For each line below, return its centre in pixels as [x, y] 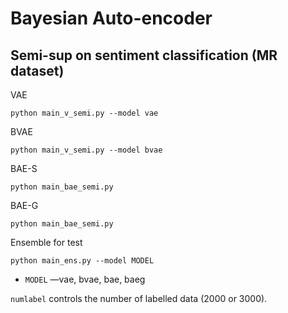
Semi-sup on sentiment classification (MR [144, 55]
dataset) [37, 70]
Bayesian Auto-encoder [111, 18]
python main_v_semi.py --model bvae [86, 150]
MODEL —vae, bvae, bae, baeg [85, 279]
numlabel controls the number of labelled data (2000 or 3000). [139, 298]
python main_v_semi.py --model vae [84, 113]
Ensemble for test [46, 242]
